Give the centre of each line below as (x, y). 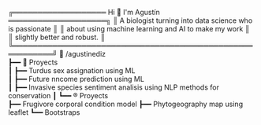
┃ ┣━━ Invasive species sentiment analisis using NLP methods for (114, 87)
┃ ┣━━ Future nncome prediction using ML (76, 79)
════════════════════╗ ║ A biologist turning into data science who (130, 20)
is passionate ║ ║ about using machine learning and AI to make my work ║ (129, 29)
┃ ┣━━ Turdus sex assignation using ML (72, 70)
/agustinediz (86, 54)
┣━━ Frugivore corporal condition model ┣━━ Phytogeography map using (125, 104)
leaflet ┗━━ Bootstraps (44, 112)
